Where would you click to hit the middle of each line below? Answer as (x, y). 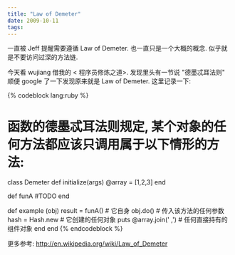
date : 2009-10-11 (33, 21)
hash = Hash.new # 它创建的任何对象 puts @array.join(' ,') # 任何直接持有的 (117, 220)
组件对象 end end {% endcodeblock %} (65, 229)
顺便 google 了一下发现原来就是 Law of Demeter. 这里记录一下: (99, 81)
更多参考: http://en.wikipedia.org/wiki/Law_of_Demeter (88, 244)
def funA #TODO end (38, 196)
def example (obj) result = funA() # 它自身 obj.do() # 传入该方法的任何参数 (116, 211)
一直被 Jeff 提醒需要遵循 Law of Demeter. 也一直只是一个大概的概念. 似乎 (115, 48)
